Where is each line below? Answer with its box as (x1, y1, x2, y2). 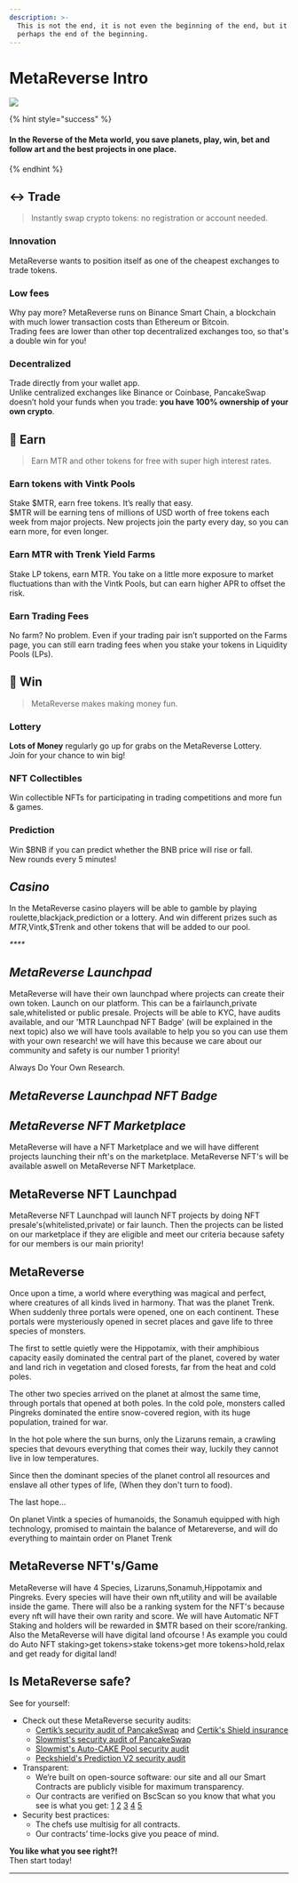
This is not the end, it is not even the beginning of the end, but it (17, 21, 288, 30)
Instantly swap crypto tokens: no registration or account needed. (30, 212, 269, 223)
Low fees (9, 286, 50, 299)
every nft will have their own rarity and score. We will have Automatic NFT (9, 1610, 279, 1621)
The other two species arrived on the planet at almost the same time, (9, 1389, 262, 1399)
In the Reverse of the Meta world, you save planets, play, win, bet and (9, 134, 271, 145)
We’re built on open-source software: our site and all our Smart (35, 1771, 266, 1783)
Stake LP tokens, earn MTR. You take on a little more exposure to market (9, 568, 274, 579)
